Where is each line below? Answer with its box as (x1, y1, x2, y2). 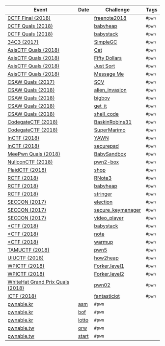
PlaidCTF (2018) (7, 167, 47, 173)
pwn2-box (94, 158, 119, 165)
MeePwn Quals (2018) (7, 151, 60, 157)
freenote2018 (94, 15, 127, 21)
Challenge (105, 6, 130, 13)
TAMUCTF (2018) (7, 247, 50, 253)
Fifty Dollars (94, 55, 122, 61)
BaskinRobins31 (94, 119, 132, 125)
